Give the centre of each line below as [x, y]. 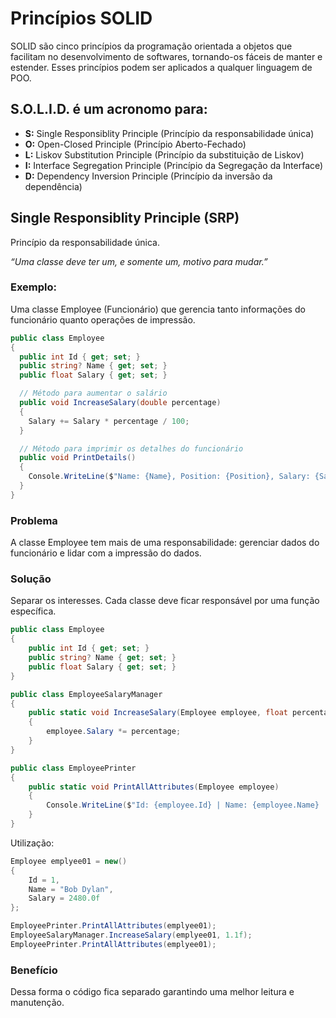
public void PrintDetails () [78, 458]
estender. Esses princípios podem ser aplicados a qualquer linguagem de [161, 67]
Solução [31, 579]
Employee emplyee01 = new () [69, 861]
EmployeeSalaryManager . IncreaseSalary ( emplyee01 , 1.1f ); [131, 935]
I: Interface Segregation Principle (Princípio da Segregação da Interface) [174, 165]
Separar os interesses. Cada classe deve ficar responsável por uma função [165, 601]
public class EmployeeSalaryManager [86, 694]
